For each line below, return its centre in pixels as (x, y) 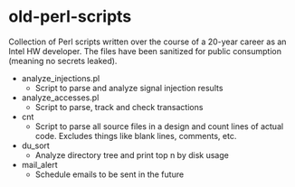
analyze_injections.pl (61, 78)
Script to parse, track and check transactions (119, 107)
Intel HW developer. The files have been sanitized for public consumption (145, 51)
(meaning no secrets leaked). (63, 61)
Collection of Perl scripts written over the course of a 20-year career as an (147, 42)
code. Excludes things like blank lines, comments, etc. (136, 136)
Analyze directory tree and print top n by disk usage (132, 154)
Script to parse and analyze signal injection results (129, 88)
